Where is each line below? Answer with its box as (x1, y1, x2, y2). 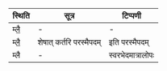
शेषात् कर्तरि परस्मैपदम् (37, 37, 102, 47)
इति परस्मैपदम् (108, 37, 149, 47)
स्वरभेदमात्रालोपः (108, 49, 155, 61)
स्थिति (12, 10, 30, 21)
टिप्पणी (122, 10, 141, 21)
